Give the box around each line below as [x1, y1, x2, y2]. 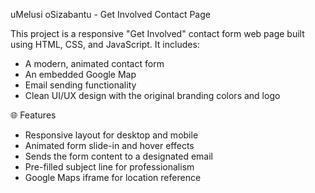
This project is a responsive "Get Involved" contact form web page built [10, 28, 305, 39]
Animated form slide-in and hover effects [24, 140, 195, 151]
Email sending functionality [24, 79, 137, 91]
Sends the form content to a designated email [24, 150, 213, 162]
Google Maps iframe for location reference [24, 172, 202, 183]
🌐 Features [10, 109, 57, 121]
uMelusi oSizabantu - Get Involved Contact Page [10, 9, 211, 20]
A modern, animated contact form [24, 58, 165, 69]
